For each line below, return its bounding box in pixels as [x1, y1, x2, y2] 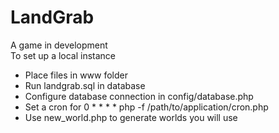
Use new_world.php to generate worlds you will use [24, 111, 238, 123]
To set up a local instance [10, 49, 117, 61]
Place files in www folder [24, 69, 129, 81]
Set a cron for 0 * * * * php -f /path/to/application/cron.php [24, 101, 269, 113]
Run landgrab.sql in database [24, 79, 146, 91]
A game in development [10, 39, 108, 51]
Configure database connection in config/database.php [24, 90, 254, 102]
